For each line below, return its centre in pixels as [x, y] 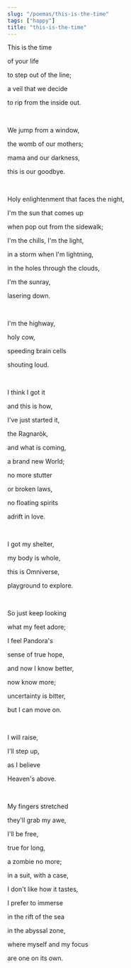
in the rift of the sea [36, 917]
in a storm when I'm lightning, [51, 254]
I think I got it [27, 392]
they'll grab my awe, [37, 821]
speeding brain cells [37, 351]
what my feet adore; [36, 627]
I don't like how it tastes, [43, 889]
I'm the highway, [32, 323]
